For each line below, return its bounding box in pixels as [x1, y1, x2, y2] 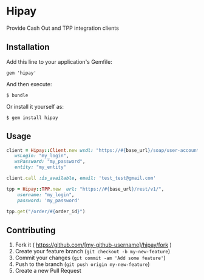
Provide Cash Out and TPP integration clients [6, 24, 120, 32]
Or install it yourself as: [6, 103, 64, 110]
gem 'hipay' [6, 70, 36, 76]
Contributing [6, 225, 56, 235]
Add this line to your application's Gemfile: [6, 58, 112, 65]
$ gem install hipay [6, 114, 59, 121]
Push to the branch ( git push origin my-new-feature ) [15, 261, 150, 268]
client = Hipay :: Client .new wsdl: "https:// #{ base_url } [6, 147, 151, 153]
